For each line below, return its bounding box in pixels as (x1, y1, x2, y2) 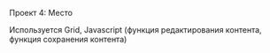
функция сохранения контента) (9, 34, 127, 44)
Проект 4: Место (9, 8, 73, 18)
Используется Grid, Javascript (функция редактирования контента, (9, 25, 263, 34)
